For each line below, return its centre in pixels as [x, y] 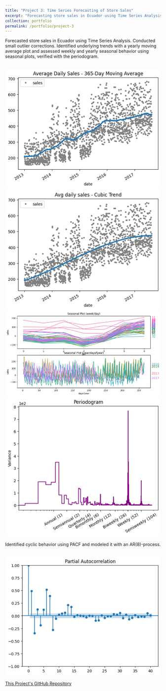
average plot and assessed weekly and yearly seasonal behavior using [77, 51]
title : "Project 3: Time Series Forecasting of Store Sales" [69, 10]
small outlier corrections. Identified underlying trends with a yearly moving [81, 46]
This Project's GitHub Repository [38, 683]
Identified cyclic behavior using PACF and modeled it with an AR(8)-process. [83, 544]
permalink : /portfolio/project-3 [40, 26]
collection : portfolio [28, 21]
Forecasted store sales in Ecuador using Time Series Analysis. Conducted [80, 41]
